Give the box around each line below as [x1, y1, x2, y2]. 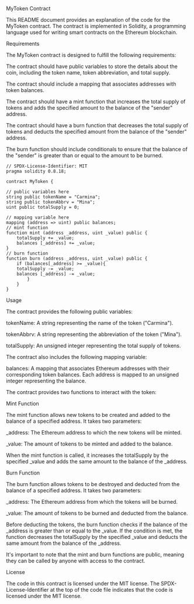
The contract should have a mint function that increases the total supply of [6, 98, 186, 105]
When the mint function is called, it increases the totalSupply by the [6, 452, 169, 459]
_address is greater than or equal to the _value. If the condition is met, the [6, 527, 183, 534]
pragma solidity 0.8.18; [6, 168, 67, 174]
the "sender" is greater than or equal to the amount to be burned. [6, 152, 163, 159]
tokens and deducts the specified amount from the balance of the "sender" [6, 128, 187, 135]
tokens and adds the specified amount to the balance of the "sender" [6, 104, 173, 111]
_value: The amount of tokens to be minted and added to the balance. [6, 440, 174, 447]
